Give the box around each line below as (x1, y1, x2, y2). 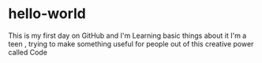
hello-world (8, 5, 87, 23)
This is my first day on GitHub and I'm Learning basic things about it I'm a (8, 31, 247, 40)
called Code (8, 47, 47, 57)
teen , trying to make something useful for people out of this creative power (8, 39, 254, 48)
